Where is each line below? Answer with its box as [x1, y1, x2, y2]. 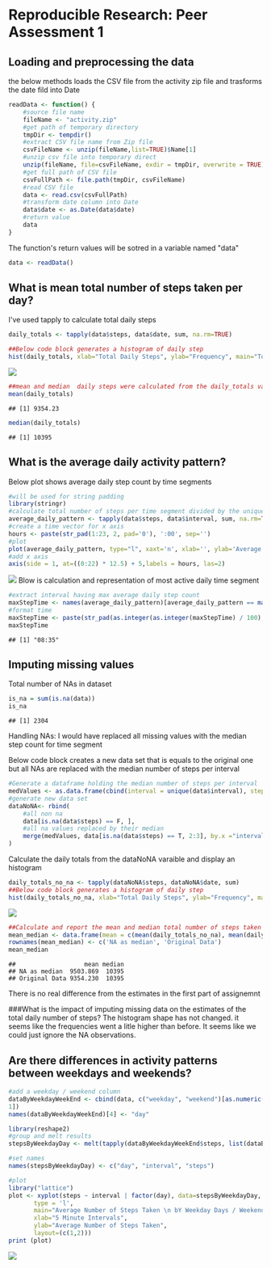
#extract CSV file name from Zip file [23, 138, 153, 146]
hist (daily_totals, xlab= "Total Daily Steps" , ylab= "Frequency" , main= [8, 353, 254, 361]
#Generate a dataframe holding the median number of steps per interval [8, 780, 258, 788]
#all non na [23, 810, 63, 818]
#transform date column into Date [23, 198, 139, 207]
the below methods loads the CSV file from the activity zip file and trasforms [8, 77, 262, 86]
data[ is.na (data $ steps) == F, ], [23, 817, 135, 825]
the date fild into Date [8, 85, 81, 95]
